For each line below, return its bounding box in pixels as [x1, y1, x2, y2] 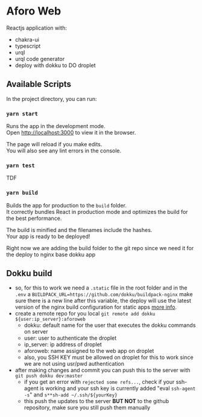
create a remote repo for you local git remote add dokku [14, 310, 156, 317]
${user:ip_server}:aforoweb [14, 316, 86, 323]
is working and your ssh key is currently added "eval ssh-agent [39, 385, 196, 392]
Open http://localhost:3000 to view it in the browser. [6, 129, 136, 137]
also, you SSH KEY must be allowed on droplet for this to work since [24, 354, 194, 361]
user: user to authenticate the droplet [24, 334, 117, 342]
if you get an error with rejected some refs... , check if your [24, 378, 175, 386]
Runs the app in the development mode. [6, 123, 106, 130]
